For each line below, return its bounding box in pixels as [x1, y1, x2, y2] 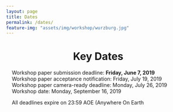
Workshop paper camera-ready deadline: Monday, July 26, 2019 [11, 82, 168, 89]
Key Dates [72, 50, 124, 63]
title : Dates [6, 14, 38, 20]
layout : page [6, 8, 38, 15]
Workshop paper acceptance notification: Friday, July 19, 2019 [11, 75, 162, 82]
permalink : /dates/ [6, 19, 54, 25]
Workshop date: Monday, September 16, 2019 [11, 88, 122, 95]
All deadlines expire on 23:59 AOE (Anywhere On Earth [11, 99, 144, 106]
